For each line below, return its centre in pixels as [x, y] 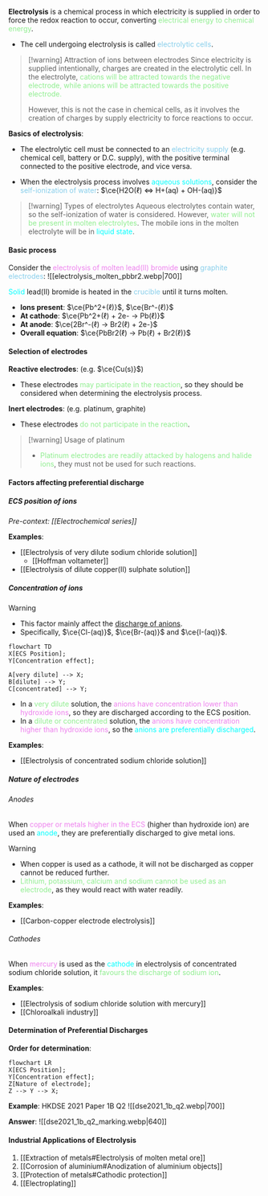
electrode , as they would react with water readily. [102, 889]
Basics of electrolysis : [46, 133]
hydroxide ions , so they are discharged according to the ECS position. [135, 712]
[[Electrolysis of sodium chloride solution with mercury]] [113, 1003]
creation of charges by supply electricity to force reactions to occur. [140, 118]
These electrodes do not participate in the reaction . [105, 424]
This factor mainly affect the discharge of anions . [101, 623]
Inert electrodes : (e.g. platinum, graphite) [77, 409]
